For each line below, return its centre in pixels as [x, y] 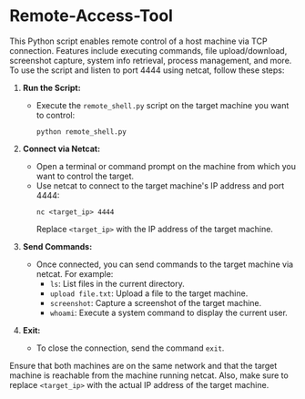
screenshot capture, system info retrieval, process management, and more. [151, 60]
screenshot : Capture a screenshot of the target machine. [156, 302]
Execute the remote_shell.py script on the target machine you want [163, 105]
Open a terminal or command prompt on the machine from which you [166, 166]
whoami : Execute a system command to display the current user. [169, 312]
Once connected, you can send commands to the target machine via [165, 264]
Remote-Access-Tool [91, 16]
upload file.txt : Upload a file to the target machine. [149, 293]
